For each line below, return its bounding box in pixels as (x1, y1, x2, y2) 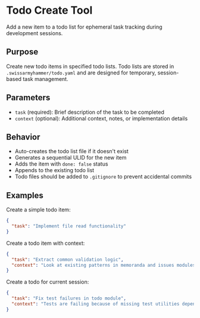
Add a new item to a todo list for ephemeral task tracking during (6, 23, 162, 30)
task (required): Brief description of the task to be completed (14, 108, 165, 116)
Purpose (6, 47, 39, 57)
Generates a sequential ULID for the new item (14, 154, 127, 161)
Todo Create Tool (6, 4, 93, 17)
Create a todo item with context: (6, 239, 85, 247)
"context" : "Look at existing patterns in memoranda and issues (11, 262, 174, 268)
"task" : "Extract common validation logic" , (11, 257, 124, 263)
